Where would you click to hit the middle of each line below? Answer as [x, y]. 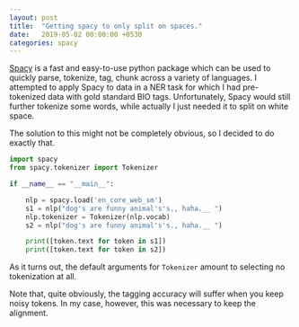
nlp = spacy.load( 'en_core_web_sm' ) [94, 200]
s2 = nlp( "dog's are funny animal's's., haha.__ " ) [124, 225]
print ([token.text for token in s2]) [96, 250]
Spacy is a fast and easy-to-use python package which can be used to [140, 68]
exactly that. [32, 143]
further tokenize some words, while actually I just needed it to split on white [149, 106]
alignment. [29, 313]
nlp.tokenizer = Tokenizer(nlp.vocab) [98, 217]
